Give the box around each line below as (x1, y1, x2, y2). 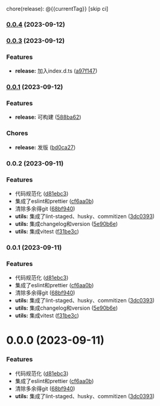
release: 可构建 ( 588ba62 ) (14, 113, 82, 121)
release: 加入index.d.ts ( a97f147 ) (14, 67, 98, 75)
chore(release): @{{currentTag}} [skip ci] (6, 5, 109, 12)
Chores (6, 129, 28, 138)
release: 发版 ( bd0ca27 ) (14, 144, 76, 151)
